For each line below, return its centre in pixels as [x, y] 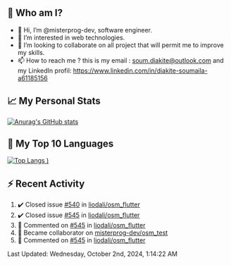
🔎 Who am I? [35, 13]
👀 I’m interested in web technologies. [71, 37]
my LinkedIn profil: [44, 70]
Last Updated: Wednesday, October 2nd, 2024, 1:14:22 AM [93, 254]
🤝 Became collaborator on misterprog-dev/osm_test [93, 233]
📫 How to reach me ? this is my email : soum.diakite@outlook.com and [120, 60]
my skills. [31, 52]
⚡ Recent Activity [46, 184]
